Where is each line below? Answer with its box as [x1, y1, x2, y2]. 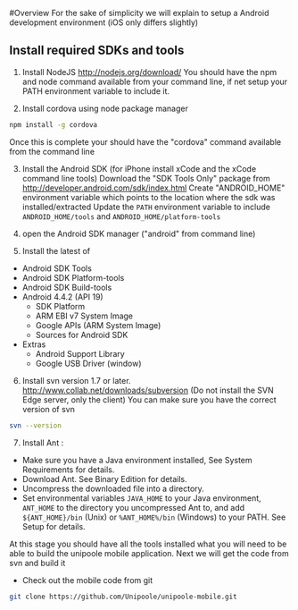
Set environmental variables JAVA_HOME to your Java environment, [21, 492, 261, 504]
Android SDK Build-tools [21, 282, 112, 292]
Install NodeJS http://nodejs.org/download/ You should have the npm [21, 66, 277, 77]
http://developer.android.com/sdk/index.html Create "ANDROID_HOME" [21, 182, 286, 193]
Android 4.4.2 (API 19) [21, 291, 104, 302]
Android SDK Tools [21, 263, 92, 274]
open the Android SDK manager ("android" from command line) [21, 228, 256, 239]
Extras [21, 339, 46, 350]
